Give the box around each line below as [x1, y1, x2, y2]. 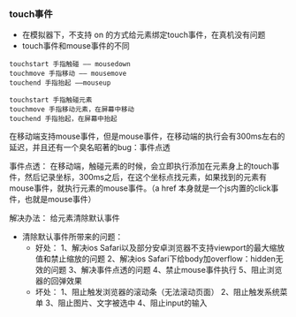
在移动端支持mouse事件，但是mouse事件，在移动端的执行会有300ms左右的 [9, 131, 285, 142]
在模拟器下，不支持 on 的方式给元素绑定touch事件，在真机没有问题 [21, 29, 266, 41]
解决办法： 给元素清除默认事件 [9, 213, 120, 223]
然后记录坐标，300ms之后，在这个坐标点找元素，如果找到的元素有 [24, 172, 267, 183]
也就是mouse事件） [24, 194, 96, 205]
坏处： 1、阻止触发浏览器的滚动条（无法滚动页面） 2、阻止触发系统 [34, 287, 280, 298]
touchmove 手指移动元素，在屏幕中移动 [9, 105, 135, 114]
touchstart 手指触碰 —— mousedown [9, 60, 131, 69]
